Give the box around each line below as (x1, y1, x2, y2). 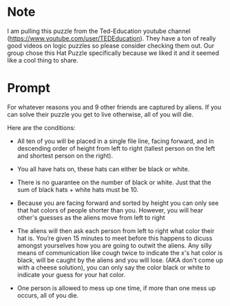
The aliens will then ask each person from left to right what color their (17, 226, 215, 234)
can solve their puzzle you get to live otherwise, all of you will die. (7, 110, 194, 118)
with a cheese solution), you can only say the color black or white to (17, 263, 211, 272)
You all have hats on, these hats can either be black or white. (17, 164, 190, 173)
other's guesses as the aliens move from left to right (17, 213, 165, 221)
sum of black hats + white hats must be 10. (17, 185, 139, 193)
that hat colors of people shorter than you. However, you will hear (17, 206, 203, 214)
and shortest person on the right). (17, 151, 114, 160)
